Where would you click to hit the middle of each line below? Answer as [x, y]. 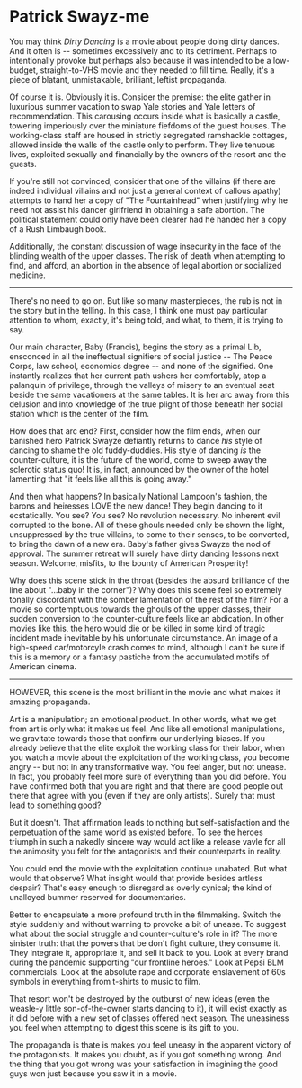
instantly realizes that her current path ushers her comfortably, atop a [138, 376]
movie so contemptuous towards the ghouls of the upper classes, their [140, 609]
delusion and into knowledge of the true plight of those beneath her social [146, 404]
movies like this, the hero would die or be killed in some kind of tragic [138, 628]
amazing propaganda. [50, 702]
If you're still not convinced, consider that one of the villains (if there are [143, 181]
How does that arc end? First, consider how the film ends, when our [135, 431]
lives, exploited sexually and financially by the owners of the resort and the [148, 154]
